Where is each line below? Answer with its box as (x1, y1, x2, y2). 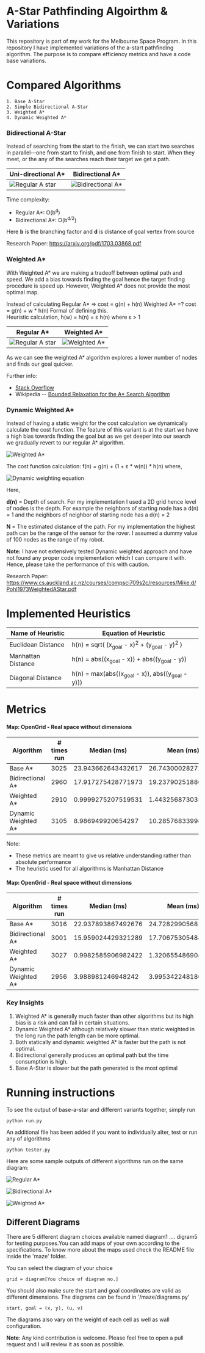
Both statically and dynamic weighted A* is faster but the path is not (15, 1038, 186, 1045)
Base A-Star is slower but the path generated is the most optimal (15, 1064, 178, 1072)
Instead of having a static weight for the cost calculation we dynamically (6, 419, 188, 427)
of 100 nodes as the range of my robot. (6, 536, 105, 543)
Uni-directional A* (9, 170, 65, 178)
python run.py (6, 1117, 43, 1124)
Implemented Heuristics (6, 607, 131, 621)
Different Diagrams (6, 1217, 81, 1227)
